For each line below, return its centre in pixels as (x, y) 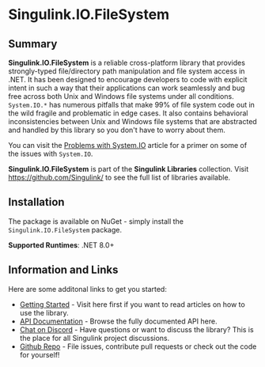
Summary (33, 44)
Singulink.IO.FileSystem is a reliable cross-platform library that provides (127, 62)
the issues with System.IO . (51, 153)
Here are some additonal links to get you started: (88, 289)
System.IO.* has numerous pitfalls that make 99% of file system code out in (132, 105)
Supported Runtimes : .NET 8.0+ (61, 245)
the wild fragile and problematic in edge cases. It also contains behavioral (128, 113)
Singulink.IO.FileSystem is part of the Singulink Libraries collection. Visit (129, 169)
